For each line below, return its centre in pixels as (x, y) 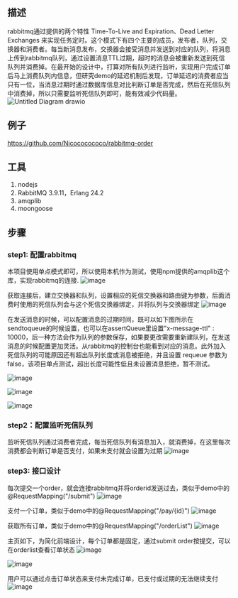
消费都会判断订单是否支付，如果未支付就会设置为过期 (85, 451)
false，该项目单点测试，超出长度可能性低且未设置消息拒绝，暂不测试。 (110, 364)
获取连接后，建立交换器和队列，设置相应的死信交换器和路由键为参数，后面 (116, 295)
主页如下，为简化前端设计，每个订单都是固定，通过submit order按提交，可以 (119, 540)
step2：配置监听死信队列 (50, 425)
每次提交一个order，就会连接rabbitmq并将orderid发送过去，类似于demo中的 (119, 488)
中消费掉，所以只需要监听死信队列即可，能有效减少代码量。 (94, 93)
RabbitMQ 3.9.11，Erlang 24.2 (61, 193)
